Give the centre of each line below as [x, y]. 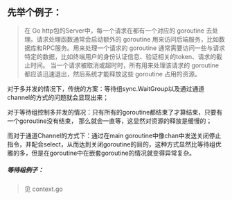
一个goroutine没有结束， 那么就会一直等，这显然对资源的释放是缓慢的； [110, 121]
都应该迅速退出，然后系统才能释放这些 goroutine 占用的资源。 [112, 74]
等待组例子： [25, 170]
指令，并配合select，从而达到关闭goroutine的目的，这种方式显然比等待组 [111, 144]
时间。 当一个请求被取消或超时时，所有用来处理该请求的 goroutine [125, 65]
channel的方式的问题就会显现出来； [58, 97]
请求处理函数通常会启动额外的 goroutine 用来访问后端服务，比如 [128, 39]
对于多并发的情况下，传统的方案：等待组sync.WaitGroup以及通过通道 [106, 88]
